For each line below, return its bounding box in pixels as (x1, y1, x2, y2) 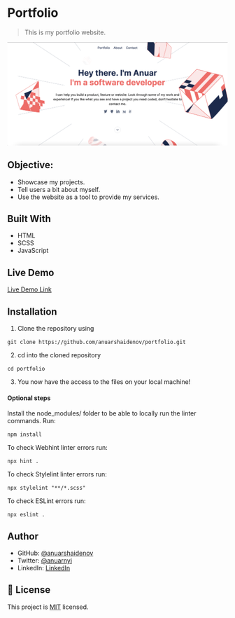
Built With (7, 212, 51, 225)
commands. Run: (7, 417, 56, 425)
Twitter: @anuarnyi (17, 556, 72, 565)
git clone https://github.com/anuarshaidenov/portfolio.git (7, 338, 187, 345)
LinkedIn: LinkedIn (17, 563, 71, 572)
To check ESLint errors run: (7, 497, 86, 505)
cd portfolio (7, 365, 45, 372)
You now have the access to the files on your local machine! (17, 377, 191, 386)
